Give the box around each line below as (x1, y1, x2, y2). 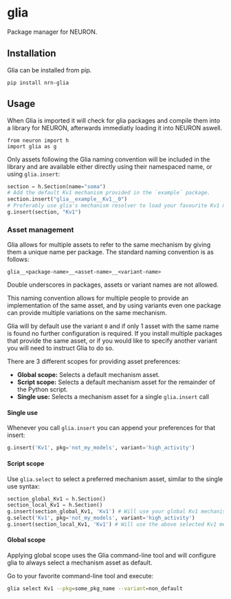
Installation (7, 48, 56, 59)
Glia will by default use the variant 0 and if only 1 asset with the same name (7, 322, 219, 330)
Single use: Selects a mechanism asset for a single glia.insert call (16, 393, 210, 401)
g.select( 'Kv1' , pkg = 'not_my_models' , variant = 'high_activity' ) (7, 515, 195, 522)
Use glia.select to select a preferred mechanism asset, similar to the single (7, 474, 223, 483)
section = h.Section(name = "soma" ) (7, 183, 107, 190)
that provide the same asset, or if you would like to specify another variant (7, 336, 218, 345)
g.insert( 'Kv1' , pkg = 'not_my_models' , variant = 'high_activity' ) (7, 445, 195, 451)
